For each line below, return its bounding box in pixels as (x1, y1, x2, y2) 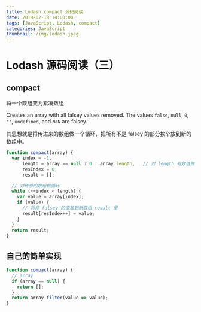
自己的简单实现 (6, 251, 62, 261)
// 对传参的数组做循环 (11, 183, 60, 189)
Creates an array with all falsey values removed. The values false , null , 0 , (6, 111, 189, 119)
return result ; (11, 227, 50, 234)
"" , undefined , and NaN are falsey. (6, 118, 88, 125)
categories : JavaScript (6, 25, 66, 32)
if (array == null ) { (11, 278, 66, 284)
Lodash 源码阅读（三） (6, 59, 120, 72)
